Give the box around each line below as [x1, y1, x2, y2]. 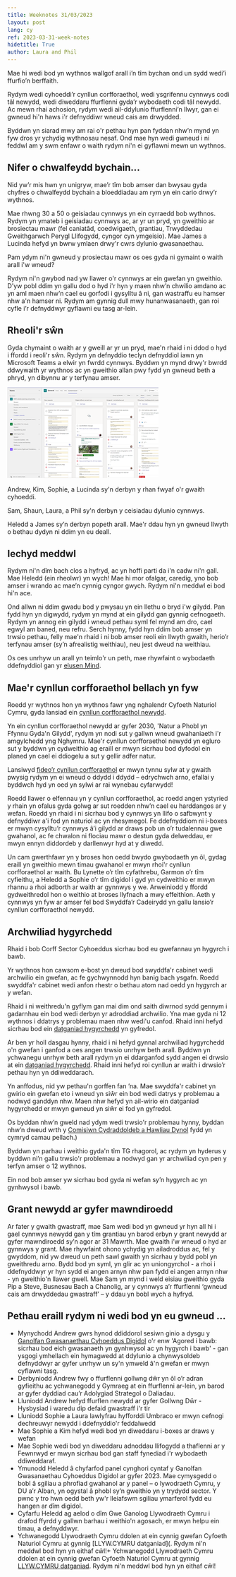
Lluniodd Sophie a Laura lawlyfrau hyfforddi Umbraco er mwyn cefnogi [17, 1411, 224, 1420]
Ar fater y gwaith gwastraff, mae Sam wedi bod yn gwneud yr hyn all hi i [7, 1222, 216, 1230]
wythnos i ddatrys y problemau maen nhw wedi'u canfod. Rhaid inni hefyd [7, 1017, 223, 1025]
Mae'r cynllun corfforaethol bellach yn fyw [7, 682, 199, 694]
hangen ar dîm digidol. [17, 1501, 83, 1510]
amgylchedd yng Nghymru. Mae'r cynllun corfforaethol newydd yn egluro [7, 737, 221, 745]
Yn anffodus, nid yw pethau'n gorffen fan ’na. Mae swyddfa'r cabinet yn [7, 1082, 216, 1090]
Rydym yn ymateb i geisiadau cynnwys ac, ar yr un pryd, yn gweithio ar [7, 216, 215, 225]
